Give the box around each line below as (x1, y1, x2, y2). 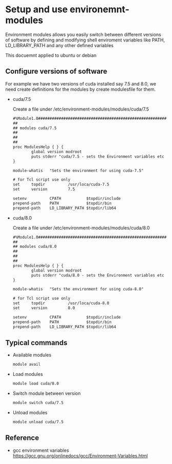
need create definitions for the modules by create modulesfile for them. (5, 86, 156, 92)
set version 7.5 (12, 187, 75, 192)
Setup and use (5, 4, 68, 15)
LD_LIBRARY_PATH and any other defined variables (5, 42, 114, 48)
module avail (12, 362, 41, 367)
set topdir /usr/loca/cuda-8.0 (12, 301, 110, 306)
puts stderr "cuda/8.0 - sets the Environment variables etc (31, 272, 165, 278)
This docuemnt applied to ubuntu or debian (5, 52, 97, 58)
